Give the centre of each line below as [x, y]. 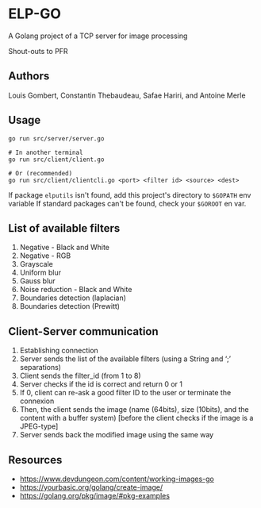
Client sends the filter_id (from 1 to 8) [80, 376]
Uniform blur [40, 273]
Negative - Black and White [64, 248]
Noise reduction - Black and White [76, 290]
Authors [29, 76]
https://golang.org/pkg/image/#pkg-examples [95, 496]
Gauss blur [37, 281]
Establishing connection [59, 351]
